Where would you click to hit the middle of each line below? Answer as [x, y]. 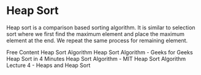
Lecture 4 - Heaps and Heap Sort [48, 65]
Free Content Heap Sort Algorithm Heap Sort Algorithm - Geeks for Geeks [100, 52]
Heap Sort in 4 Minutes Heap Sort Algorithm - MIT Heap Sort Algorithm [96, 59]
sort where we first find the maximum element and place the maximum [96, 34]
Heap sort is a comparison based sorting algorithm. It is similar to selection [101, 27]
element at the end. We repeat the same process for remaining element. [97, 40]
